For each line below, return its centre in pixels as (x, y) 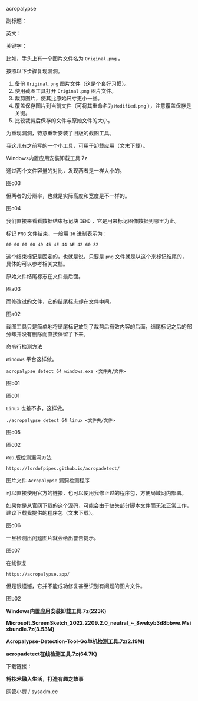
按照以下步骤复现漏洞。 (34, 71)
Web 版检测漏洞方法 (29, 457)
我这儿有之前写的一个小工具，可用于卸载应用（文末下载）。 (77, 145)
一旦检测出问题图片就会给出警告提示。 (52, 538)
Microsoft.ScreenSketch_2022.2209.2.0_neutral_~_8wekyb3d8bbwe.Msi (99, 623)
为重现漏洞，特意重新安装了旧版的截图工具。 (60, 133)
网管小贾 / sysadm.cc (32, 692)
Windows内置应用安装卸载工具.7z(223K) (56, 611)
